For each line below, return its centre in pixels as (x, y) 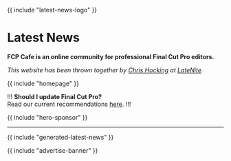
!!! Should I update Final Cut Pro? (54, 96)
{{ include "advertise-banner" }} (53, 150)
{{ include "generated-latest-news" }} (60, 137)
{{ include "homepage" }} (43, 83)
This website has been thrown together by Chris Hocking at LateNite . (105, 70)
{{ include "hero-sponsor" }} (47, 117)
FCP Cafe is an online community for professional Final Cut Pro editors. (111, 56)
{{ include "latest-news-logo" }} (52, 10)
